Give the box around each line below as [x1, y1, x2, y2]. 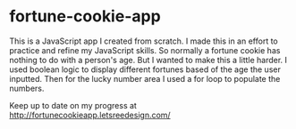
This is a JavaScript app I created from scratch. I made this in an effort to [9, 36, 279, 46]
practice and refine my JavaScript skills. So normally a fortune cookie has [9, 44, 281, 55]
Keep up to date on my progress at [9, 100, 137, 110]
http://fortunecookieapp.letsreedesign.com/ [9, 109, 172, 120]
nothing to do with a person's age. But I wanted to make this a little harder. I [9, 54, 288, 65]
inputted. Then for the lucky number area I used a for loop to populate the [9, 73, 281, 84]
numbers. [9, 83, 45, 93]
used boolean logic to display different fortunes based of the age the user [9, 64, 282, 75]
